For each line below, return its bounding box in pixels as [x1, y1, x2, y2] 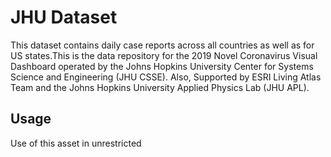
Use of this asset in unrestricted [10, 137, 142, 149]
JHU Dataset [10, 6, 118, 29]
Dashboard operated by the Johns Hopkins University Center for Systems [10, 60, 314, 72]
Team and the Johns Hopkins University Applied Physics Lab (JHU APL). [10, 81, 310, 93]
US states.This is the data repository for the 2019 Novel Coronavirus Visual [10, 49, 318, 61]
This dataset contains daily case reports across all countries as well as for [10, 39, 315, 51]
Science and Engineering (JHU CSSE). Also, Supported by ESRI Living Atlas [10, 71, 322, 83]
